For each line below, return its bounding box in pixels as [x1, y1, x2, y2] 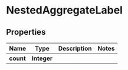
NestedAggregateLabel [6, 4, 123, 17]
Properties [6, 27, 46, 37]
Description [58, 45, 92, 52]
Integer [31, 54, 53, 62]
